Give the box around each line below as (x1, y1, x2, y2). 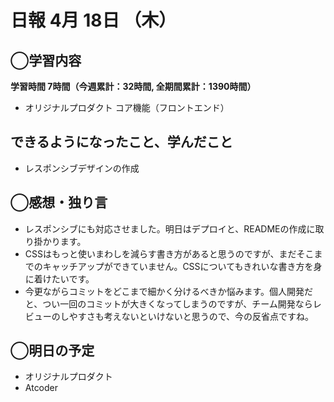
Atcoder (24, 382, 59, 394)
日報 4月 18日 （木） (10, 9, 177, 32)
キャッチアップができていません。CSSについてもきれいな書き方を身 (42, 260, 323, 272)
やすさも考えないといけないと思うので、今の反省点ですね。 (68, 310, 315, 322)
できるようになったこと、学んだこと (10, 134, 233, 151)
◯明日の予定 (10, 342, 95, 360)
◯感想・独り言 (10, 194, 108, 211)
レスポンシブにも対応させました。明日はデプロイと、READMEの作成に (24, 222, 316, 235)
